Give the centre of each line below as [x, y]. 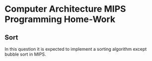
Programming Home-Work [60, 19]
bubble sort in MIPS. [25, 54]
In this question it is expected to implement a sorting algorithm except [76, 49]
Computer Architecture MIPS [65, 9]
